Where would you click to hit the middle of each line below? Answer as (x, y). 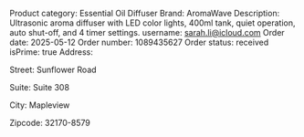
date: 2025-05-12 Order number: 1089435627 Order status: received (139, 42)
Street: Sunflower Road (53, 69)
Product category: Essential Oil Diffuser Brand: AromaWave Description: (145, 13)
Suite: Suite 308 (40, 87)
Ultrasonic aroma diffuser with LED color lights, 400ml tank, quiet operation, (152, 23)
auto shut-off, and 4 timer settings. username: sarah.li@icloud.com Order (147, 32)
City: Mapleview (40, 105)
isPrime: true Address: (51, 52)
